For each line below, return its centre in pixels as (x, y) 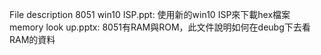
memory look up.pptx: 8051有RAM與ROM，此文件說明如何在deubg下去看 (160, 27)
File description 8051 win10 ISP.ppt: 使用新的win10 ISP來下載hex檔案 (150, 14)
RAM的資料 (32, 39)
